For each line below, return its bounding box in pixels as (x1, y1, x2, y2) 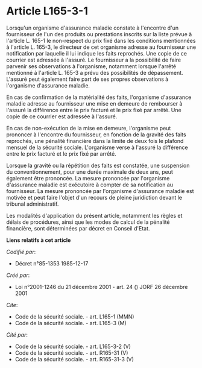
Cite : (6, 301, 18, 308)
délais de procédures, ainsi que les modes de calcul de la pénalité (6, 218, 170, 226)
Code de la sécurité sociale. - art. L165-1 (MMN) (14, 312, 134, 320)
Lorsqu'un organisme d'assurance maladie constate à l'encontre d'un (6, 24, 179, 31)
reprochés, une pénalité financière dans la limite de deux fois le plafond (6, 137, 184, 144)
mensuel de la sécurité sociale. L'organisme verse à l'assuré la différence (6, 144, 188, 151)
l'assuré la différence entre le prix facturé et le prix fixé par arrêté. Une (6, 106, 182, 113)
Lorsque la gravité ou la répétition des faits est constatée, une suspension (6, 162, 190, 169)
